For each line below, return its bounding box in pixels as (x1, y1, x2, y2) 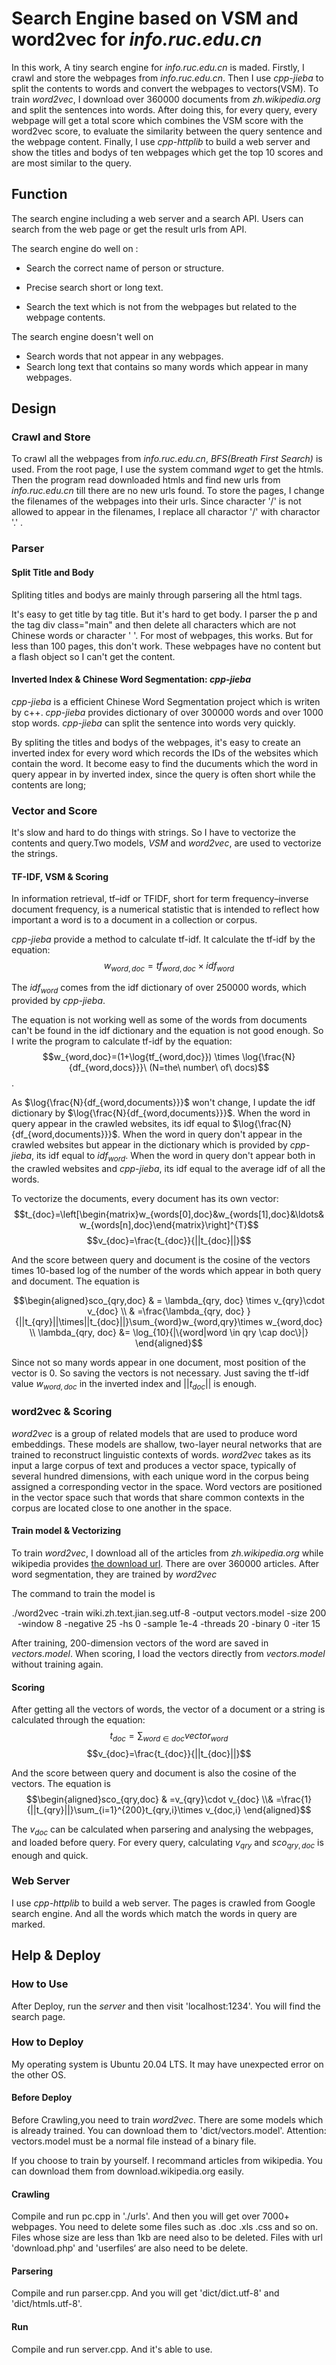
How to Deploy (11, 2035, 84, 2049)
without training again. (11, 1658, 104, 1670)
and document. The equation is (11, 1275, 140, 1287)
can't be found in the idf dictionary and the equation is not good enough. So (11, 1024, 324, 1036)
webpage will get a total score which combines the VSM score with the (11, 114, 304, 126)
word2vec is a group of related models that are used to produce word (11, 1427, 298, 1439)
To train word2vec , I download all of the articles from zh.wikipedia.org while (11, 1547, 324, 1559)
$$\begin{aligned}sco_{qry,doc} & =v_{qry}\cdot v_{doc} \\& (25, 1793, 274, 1805)
